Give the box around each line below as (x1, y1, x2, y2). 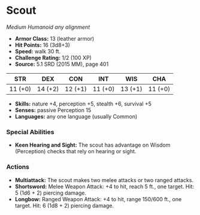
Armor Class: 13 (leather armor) (14, 35, 95, 42)
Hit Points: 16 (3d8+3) (14, 41, 71, 49)
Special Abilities (6, 128, 54, 136)
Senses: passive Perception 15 (14, 106, 92, 114)
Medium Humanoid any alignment (6, 23, 90, 31)
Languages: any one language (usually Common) (14, 113, 138, 120)
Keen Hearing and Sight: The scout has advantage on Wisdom (14, 141, 171, 149)
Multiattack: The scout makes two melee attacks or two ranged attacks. (14, 176, 193, 183)
